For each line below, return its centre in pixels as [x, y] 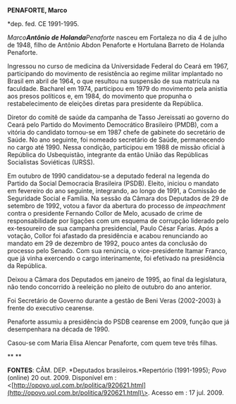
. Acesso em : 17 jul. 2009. [186, 393]
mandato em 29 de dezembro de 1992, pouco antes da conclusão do [107, 243]
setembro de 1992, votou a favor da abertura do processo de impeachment [116, 206]
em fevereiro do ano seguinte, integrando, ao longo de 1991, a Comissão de [117, 191]
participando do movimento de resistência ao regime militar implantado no [115, 74]
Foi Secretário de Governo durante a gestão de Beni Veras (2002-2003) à [114, 300]
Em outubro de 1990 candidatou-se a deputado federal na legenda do [108, 176]
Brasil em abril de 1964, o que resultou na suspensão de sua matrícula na [113, 81]
